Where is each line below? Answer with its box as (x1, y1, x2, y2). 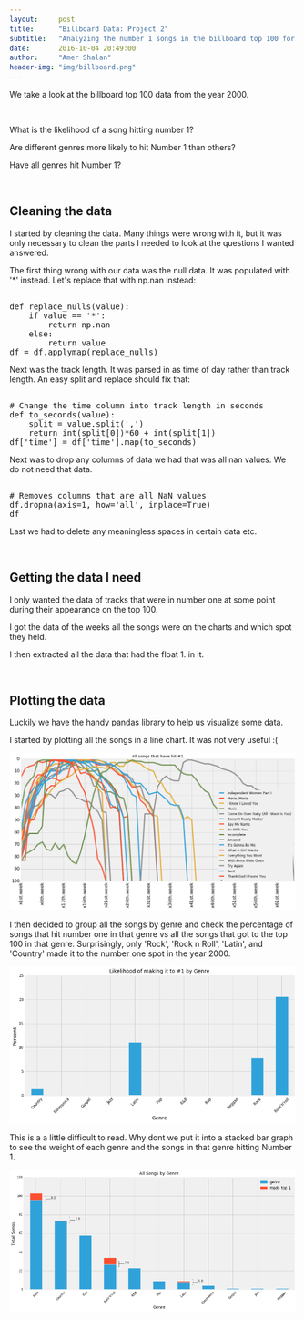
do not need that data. (9, 463, 93, 474)
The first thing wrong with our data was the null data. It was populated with (9, 264, 291, 275)
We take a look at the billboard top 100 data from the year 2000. (9, 89, 249, 99)
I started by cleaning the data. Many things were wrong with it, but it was (9, 228, 282, 239)
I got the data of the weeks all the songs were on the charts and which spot (9, 621, 292, 633)
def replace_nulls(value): (9, 301, 130, 312)
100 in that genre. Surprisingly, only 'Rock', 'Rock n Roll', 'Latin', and (9, 938, 263, 949)
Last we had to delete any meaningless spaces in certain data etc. (9, 525, 258, 537)
